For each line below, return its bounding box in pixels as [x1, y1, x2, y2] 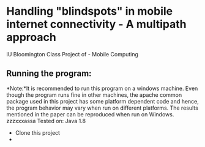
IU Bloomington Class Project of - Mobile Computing [6, 50, 139, 58]
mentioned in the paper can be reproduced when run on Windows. [6, 110, 174, 118]
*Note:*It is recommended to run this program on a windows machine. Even [6, 85, 198, 92]
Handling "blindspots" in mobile [6, 4, 173, 18]
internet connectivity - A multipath [6, 17, 187, 31]
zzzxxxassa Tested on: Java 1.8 [6, 117, 86, 124]
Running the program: [6, 69, 92, 79]
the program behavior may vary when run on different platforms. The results [6, 104, 199, 111]
